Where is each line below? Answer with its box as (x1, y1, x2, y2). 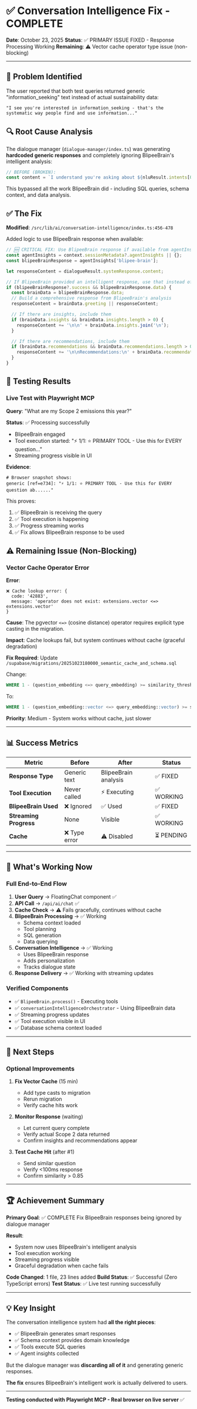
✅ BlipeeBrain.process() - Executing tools (14, 997, 118, 1005)
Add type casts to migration (23, 1089, 91, 1097)
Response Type (9, 772, 54, 780)
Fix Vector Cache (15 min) (14, 1078, 78, 1085)
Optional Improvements (6, 1065, 75, 1073)
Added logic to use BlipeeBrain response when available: (6, 236, 144, 243)
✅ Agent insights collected (14, 1350, 79, 1357)
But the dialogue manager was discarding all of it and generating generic (6, 1361, 184, 1369)
